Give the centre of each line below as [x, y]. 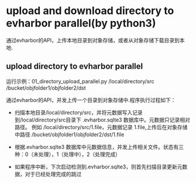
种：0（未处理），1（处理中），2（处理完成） [68, 154]
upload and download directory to [90, 11]
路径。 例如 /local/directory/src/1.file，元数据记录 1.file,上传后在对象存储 [101, 127]
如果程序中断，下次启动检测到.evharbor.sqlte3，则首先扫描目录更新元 [98, 167]
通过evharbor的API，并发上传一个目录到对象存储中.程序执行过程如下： [91, 100]
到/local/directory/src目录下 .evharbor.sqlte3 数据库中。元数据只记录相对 [102, 120]
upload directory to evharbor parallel [75, 67]
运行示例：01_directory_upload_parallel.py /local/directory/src [80, 81]
